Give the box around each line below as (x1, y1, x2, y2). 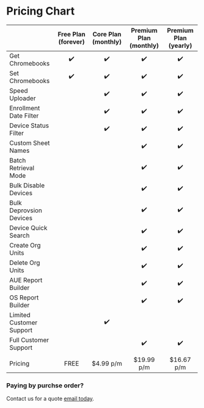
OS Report (9, 293, 39, 301)
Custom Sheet (9, 138, 50, 147)
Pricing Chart (6, 4, 75, 18)
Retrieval (9, 164, 35, 172)
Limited (9, 310, 31, 319)
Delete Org (9, 258, 41, 267)
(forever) (58, 38, 85, 46)
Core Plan (92, 30, 121, 38)
